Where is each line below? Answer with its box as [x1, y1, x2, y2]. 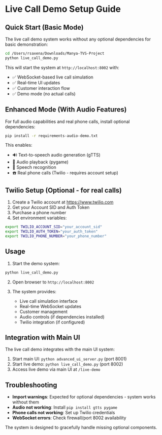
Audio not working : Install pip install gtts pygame [12, 404, 118, 410]
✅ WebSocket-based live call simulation [12, 74, 94, 80]
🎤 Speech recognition [12, 164, 57, 170]
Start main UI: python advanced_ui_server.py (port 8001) [12, 356, 127, 362]
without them [12, 399, 39, 405]
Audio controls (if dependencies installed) [19, 314, 105, 319]
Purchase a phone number [12, 210, 66, 216]
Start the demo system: [12, 260, 60, 266]
